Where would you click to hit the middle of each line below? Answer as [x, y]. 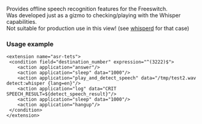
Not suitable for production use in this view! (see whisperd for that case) [98, 28]
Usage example [30, 44]
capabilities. [21, 22]
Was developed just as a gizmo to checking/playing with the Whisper [94, 15]
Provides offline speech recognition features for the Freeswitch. [87, 9]
